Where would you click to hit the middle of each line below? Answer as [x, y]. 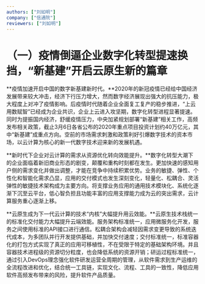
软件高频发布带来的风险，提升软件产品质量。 [63, 275]
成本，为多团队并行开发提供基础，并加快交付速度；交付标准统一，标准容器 [105, 237]
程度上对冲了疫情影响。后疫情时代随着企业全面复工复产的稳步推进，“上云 [104, 104]
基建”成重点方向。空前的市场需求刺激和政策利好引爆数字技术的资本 [103, 134]
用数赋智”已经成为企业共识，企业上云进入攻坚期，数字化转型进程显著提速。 [101, 112]
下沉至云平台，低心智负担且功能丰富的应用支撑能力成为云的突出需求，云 [102, 194]
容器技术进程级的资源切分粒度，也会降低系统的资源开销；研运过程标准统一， [103, 252]
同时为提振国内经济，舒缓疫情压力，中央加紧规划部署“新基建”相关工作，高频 [102, 119]
